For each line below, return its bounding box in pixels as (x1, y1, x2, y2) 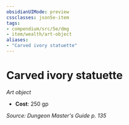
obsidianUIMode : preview (6, 8, 69, 15)
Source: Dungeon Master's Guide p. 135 (6, 112, 106, 119)
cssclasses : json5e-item (6, 14, 69, 21)
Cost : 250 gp (15, 100, 49, 107)
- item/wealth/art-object (6, 31, 72, 37)
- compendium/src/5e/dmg (6, 25, 69, 32)
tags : (6, 20, 20, 26)
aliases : (6, 37, 29, 43)
